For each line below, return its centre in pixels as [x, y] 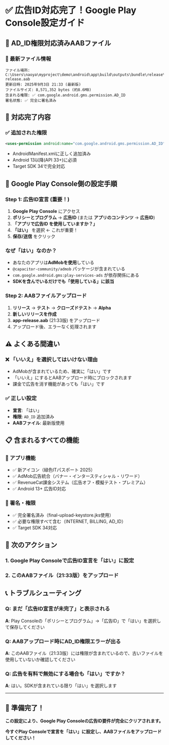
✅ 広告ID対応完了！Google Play [71, 10]
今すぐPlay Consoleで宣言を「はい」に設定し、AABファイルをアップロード [83, 732]
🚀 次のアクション [31, 545]
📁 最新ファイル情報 [28, 58]
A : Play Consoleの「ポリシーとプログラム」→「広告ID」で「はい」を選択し [83, 621]
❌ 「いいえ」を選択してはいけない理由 [52, 359]
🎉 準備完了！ [25, 708]
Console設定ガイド [45, 23]
